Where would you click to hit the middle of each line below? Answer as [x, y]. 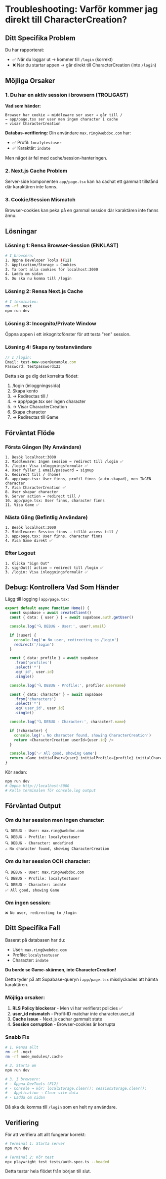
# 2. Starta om [21, 1066]
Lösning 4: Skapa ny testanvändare [49, 347]
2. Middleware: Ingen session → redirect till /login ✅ [64, 462]
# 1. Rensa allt [22, 1047]
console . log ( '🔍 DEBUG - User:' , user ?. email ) [58, 626]
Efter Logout [20, 553]
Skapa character [29, 412]
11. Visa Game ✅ [22, 505]
